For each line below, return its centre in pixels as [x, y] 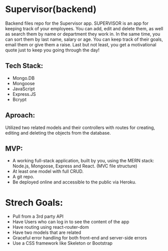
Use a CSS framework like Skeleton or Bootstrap [62, 243]
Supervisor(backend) [51, 9]
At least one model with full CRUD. [48, 171]
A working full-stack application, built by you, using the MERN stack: [83, 161]
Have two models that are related [47, 232]
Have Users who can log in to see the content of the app [71, 222]
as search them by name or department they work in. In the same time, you [83, 34]
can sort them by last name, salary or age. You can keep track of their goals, [84, 39]
